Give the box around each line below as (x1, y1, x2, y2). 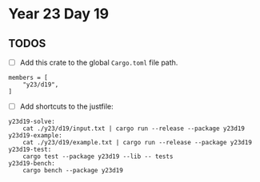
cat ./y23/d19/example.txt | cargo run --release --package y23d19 (22, 139, 252, 147)
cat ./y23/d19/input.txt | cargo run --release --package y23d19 (22, 125, 246, 133)
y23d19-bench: (8, 160, 56, 168)
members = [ (8, 73, 48, 82)
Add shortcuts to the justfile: (19, 101, 114, 112)
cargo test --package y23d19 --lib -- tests (22, 152, 174, 160)
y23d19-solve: (8, 117, 56, 126)
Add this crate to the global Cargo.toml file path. (19, 57, 178, 67)
